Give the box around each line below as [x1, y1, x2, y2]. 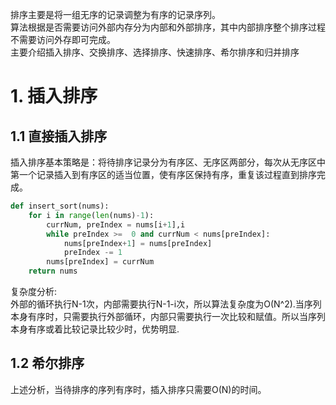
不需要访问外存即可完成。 [10, 34, 116, 45]
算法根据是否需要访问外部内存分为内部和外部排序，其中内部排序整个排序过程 [10, 21, 326, 33]
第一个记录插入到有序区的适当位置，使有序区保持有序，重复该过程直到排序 [10, 169, 317, 180]
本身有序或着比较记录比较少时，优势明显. [10, 323, 180, 335]
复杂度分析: [10, 286, 58, 297]
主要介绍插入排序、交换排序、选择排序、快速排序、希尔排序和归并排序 [10, 46, 300, 58]
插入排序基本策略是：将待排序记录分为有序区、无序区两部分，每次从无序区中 [10, 156, 326, 168]
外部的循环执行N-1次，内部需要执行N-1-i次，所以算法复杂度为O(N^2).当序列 [10, 298, 322, 310]
